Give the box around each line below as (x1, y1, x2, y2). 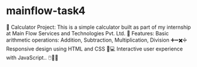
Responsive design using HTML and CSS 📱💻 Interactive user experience (6, 45, 183, 52)
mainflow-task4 (6, 4, 86, 18)
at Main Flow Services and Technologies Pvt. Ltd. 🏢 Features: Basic (6, 29, 169, 36)
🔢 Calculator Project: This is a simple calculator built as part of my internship (6, 24, 191, 31)
